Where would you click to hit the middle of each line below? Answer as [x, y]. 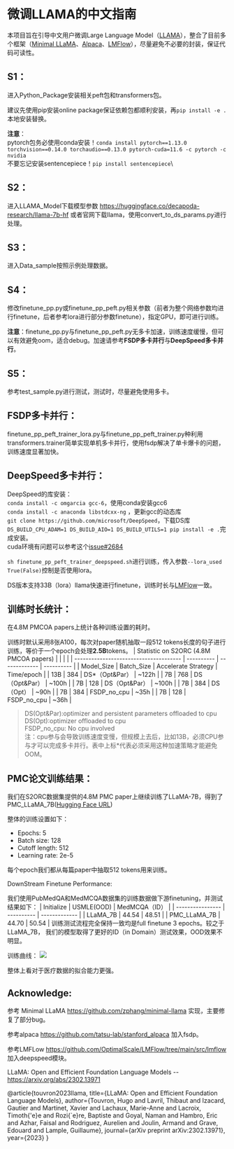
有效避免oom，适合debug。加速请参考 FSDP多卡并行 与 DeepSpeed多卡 [115, 340]
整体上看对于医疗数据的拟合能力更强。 [62, 970]
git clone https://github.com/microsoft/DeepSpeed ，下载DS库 [99, 520]
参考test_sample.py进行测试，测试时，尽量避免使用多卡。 [90, 392]
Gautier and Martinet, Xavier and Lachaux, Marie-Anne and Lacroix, [104, 1108]
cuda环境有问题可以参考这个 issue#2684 [65, 546]
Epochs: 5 [32, 833]
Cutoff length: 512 [43, 848]
